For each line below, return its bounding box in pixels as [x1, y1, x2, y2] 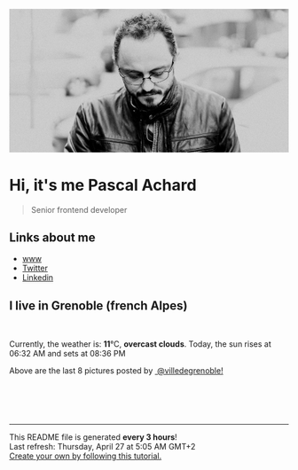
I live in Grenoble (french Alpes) [9, 298, 188, 313]
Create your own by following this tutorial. [9, 450, 162, 461]
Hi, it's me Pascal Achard [9, 175, 197, 195]
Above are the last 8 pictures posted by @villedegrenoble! [9, 365, 223, 376]
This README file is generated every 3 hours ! [9, 432, 177, 443]
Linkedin [21, 272, 54, 283]
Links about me [9, 230, 96, 245]
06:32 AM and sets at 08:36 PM [9, 349, 126, 359]
